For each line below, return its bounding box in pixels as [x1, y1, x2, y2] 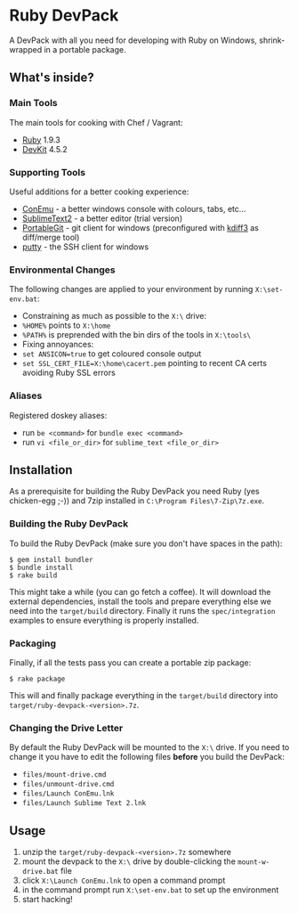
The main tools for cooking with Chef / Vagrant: [9, 117, 183, 127]
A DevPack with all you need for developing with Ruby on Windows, [9, 35, 258, 45]
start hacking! [21, 894, 73, 905]
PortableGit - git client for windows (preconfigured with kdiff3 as [21, 222, 260, 232]
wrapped [9, 44, 43, 54]
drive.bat [21, 868, 60, 876]
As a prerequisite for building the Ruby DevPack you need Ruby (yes [9, 486, 260, 497]
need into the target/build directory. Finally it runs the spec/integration [9, 605, 276, 615]
